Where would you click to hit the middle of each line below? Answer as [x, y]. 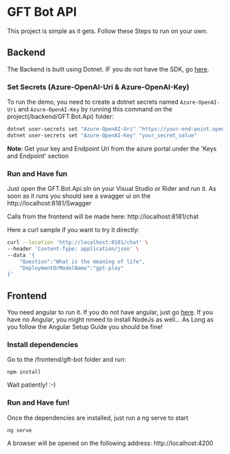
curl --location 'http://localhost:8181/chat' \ [78, 242]
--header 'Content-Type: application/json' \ [73, 249]
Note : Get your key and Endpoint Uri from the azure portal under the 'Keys [112, 148]
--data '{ [21, 255]
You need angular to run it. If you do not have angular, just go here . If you [110, 313]
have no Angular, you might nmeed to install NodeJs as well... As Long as [111, 319]
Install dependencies [43, 345]
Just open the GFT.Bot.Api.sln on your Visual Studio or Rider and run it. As [112, 189]
